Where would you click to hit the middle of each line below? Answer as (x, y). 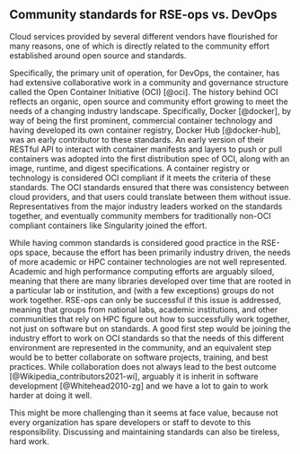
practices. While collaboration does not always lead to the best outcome (143, 366)
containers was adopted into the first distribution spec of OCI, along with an (150, 158)
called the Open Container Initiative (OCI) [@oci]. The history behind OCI (144, 92)
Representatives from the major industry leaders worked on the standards (146, 206)
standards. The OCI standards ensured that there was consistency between (149, 187)
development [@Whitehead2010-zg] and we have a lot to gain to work (139, 386)
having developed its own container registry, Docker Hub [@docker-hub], (145, 130)
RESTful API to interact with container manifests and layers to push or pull (146, 149)
